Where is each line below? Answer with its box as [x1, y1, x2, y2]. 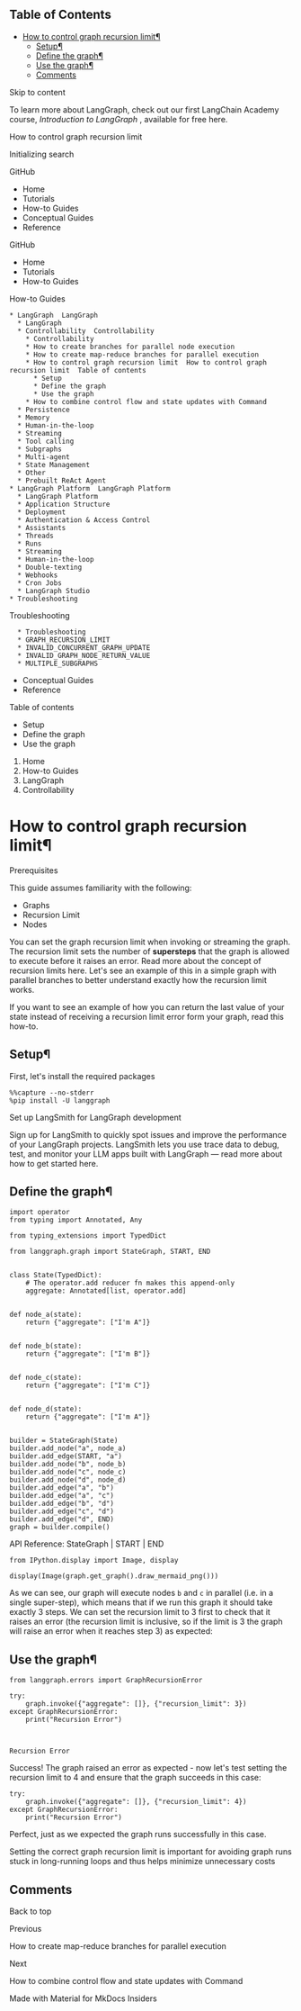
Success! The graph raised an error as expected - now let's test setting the [9, 1763, 288, 1773]
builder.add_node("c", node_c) [9, 1467, 127, 1477]
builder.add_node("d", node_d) [9, 1475, 127, 1484]
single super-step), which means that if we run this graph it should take [9, 1597, 273, 1608]
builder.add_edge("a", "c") [9, 1492, 115, 1501]
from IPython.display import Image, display [9, 1556, 179, 1565]
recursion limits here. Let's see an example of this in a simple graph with [9, 965, 277, 976]
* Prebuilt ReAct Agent [17, 476, 106, 485]
